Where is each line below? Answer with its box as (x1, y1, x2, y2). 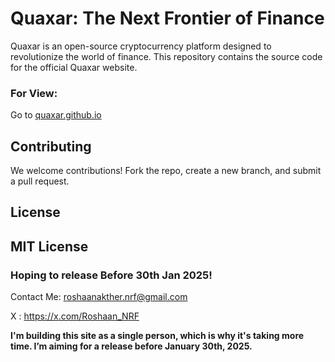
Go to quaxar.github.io (10, 109, 102, 121)
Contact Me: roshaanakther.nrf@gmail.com (10, 291, 188, 303)
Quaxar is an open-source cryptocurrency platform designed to (10, 40, 272, 52)
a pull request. (10, 175, 70, 187)
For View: (10, 86, 58, 100)
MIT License (10, 238, 89, 255)
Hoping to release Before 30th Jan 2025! (10, 268, 213, 282)
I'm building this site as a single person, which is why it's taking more (10, 330, 305, 342)
